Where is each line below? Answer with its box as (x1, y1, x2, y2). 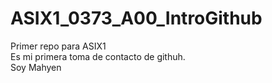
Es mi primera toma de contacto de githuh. (10, 50, 186, 62)
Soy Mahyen (10, 61, 62, 73)
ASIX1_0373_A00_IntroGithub (10, 7, 263, 30)
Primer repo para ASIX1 (10, 40, 107, 52)
